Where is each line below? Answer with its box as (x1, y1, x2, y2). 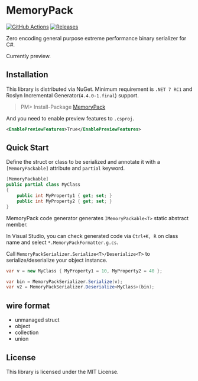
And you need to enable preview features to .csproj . (6, 115, 135, 122)
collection (14, 329, 39, 336)
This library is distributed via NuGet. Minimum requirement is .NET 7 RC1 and (6, 85, 193, 93)
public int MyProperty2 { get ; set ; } (17, 198, 112, 204)
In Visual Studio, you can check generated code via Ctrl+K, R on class (6, 232, 178, 239)
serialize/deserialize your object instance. (6, 256, 108, 263)
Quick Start (6, 143, 49, 153)
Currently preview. (6, 52, 51, 59)
